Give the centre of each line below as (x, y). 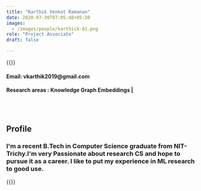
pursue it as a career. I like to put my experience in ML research (101, 161)
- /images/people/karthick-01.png (55, 29)
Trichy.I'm (22, 154)
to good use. (25, 169)
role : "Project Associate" (40, 34)
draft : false (23, 40)
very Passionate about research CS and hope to (110, 154)
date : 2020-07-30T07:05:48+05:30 (48, 18)
